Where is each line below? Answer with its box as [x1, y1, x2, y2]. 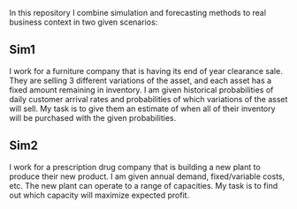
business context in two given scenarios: [9, 17, 158, 27]
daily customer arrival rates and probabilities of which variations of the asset [9, 93, 288, 104]
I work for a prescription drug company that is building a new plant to [9, 161, 261, 172]
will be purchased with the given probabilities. [9, 112, 177, 123]
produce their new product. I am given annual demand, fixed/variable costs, [9, 171, 286, 182]
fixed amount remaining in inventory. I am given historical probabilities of [9, 84, 274, 95]
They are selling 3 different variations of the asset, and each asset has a [9, 75, 272, 86]
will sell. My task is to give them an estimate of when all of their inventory [9, 103, 276, 114]
